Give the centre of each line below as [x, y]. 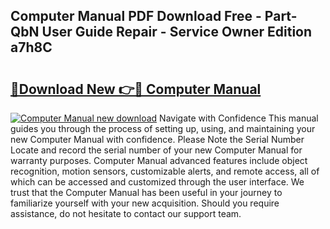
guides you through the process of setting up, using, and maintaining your [163, 128]
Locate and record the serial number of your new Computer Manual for [156, 150]
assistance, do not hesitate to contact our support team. [126, 213]
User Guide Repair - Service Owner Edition [177, 32]
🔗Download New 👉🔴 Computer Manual [136, 89]
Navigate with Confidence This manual [239, 118]
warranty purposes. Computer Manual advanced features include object [159, 160]
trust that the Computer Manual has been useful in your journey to [146, 192]
